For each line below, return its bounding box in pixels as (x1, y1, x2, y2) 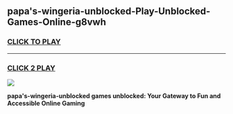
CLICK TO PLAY (7, 37, 61, 47)
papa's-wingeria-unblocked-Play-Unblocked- (7, 6, 211, 17)
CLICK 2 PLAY (7, 63, 55, 73)
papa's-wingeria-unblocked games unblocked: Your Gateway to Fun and (7, 91, 221, 99)
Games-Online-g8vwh (7, 17, 106, 28)
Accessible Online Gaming (7, 99, 85, 107)
